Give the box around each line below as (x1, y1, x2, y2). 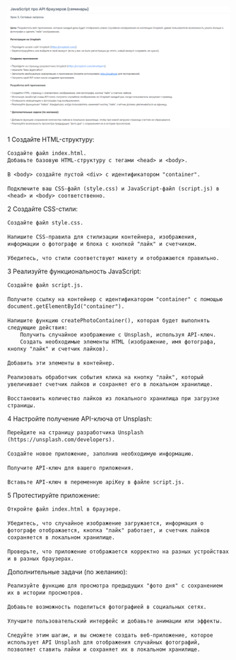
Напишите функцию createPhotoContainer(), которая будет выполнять (7, 317, 211, 324)
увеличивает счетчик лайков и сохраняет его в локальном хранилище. (7, 381, 213, 388)
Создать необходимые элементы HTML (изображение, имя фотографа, (20, 338, 217, 346)
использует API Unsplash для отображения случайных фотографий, (7, 639, 201, 647)
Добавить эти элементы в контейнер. (7, 360, 115, 367)
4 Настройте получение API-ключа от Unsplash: (7, 414, 153, 423)
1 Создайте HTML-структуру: (7, 135, 95, 144)
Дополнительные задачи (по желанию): (7, 568, 128, 576)
